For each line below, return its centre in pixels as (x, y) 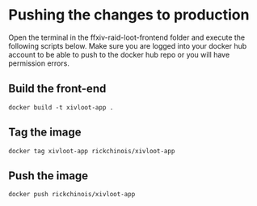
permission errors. (39, 63)
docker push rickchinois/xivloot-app (72, 195)
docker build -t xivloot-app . (61, 107)
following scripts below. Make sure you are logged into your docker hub (128, 45)
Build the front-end (57, 89)
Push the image (48, 176)
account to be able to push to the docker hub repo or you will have (119, 54)
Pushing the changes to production (129, 15)
